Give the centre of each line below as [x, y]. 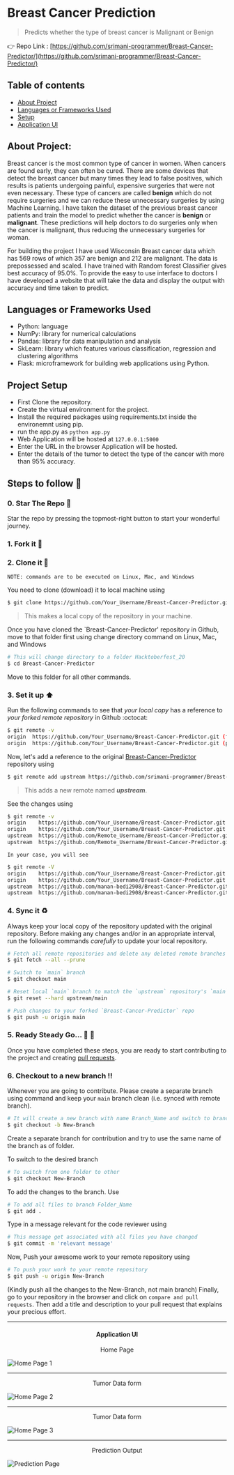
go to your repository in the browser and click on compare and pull [103, 1297]
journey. [19, 526]
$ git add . [24, 1211]
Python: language [42, 326]
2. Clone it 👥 [28, 563]
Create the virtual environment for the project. [83, 410]
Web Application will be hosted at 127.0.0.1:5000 [88, 439]
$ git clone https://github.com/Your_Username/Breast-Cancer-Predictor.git [119, 603]
